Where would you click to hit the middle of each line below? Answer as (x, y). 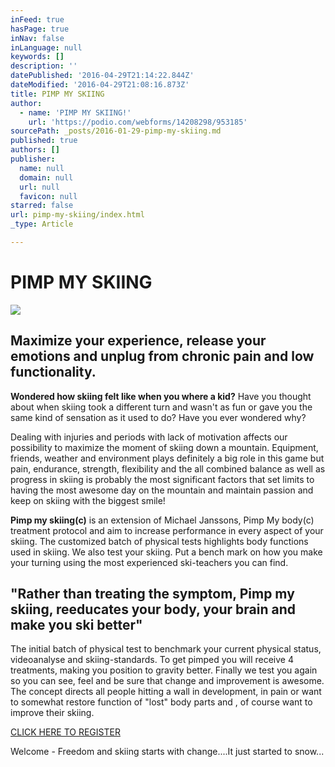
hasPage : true (40, 29)
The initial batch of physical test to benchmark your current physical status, (166, 649)
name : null (42, 168)
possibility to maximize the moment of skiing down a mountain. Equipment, (164, 447)
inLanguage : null (46, 47)
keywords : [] (37, 57)
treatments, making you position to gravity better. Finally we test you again (164, 670)
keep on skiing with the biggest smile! (88, 500)
